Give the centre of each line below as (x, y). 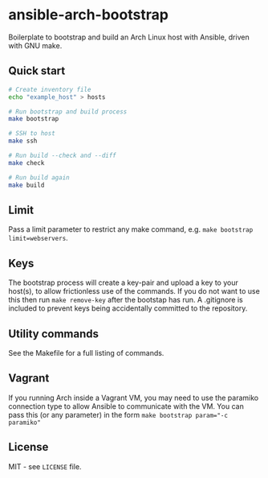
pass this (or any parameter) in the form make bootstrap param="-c (118, 414)
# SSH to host (32, 134)
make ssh (23, 141)
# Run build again (39, 177)
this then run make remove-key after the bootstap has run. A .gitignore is (126, 300)
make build (26, 185)
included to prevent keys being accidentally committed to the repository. (128, 308)
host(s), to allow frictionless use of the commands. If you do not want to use (134, 291)
